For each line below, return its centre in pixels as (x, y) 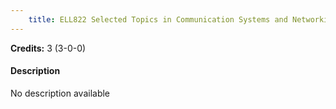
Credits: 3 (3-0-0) (48, 48)
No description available (60, 93)
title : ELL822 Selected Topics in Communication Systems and (158, 19)
